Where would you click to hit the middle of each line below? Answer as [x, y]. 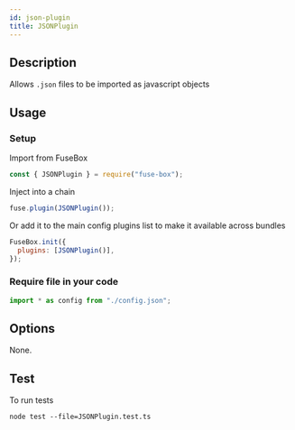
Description [43, 63]
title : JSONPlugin [44, 26]
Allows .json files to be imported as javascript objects [110, 84]
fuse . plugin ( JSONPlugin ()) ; [62, 208]
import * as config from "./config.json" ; [90, 300]
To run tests [32, 400]
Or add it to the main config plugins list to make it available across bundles [147, 225]
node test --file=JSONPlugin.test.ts [80, 417]
